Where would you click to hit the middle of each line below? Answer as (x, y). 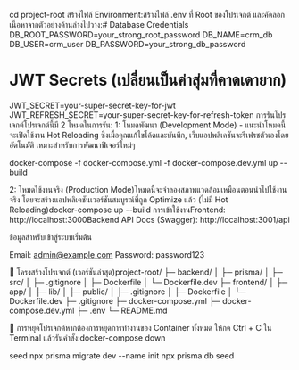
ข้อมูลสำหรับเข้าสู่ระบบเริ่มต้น (50, 236)
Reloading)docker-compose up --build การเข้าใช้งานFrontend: (117, 210)
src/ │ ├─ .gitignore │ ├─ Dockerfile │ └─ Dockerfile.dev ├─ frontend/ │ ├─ (149, 282)
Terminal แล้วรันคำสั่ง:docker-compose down (87, 337)
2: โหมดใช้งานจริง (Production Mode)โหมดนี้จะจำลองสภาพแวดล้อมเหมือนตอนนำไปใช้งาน (148, 189)
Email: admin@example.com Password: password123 (107, 254)
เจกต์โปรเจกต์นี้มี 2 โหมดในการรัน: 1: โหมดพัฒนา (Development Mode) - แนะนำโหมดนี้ (148, 125)
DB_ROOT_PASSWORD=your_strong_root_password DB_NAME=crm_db (141, 35)
